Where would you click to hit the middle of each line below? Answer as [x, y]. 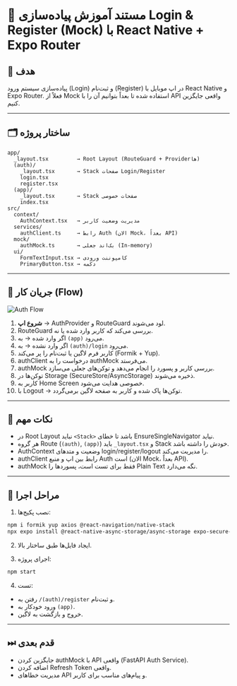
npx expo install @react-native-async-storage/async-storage [99, 532]
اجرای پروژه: [34, 559]
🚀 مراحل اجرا [34, 495]
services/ [28, 227]
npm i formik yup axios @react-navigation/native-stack [91, 525]
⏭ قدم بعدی [31, 643]
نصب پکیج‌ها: [34, 512]
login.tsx [35, 177]
